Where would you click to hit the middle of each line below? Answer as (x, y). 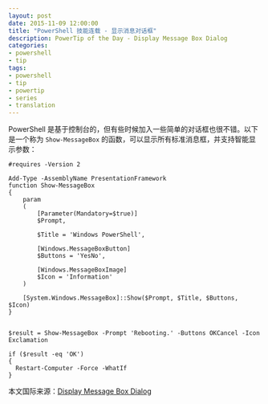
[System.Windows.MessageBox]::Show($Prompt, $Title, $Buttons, (131, 298)
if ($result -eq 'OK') (46, 354)
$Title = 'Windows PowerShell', (91, 235)
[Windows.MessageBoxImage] (82, 270)
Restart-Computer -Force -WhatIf (71, 369)
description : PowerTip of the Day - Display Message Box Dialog (118, 38)
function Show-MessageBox (51, 186)
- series (23, 98)
